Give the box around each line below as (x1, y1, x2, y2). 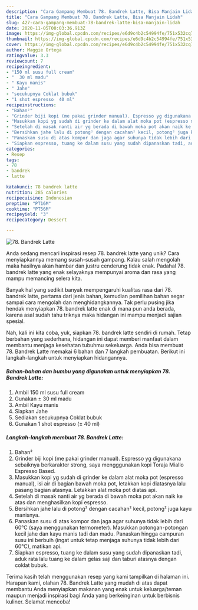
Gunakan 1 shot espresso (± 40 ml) (14, 420, 100, 427)
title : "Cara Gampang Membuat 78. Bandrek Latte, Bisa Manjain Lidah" (6, 14, 183, 20)
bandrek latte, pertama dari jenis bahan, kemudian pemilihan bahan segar (6, 293, 184, 299)
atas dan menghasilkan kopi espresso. (14, 498, 108, 505)
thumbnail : (6, 36, 33, 42)
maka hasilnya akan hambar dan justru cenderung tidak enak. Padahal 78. (6, 262, 186, 269)
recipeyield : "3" (6, 211, 49, 217)
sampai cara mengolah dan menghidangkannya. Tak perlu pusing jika (6, 299, 175, 306)
